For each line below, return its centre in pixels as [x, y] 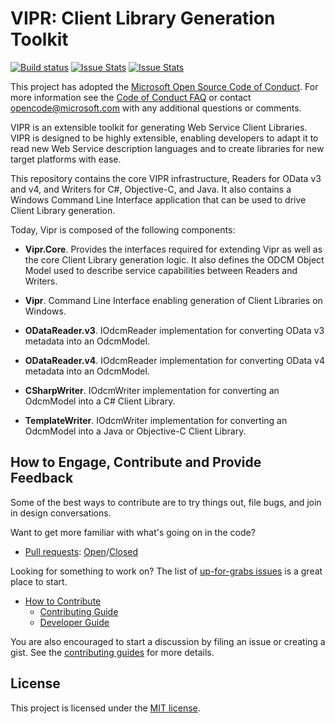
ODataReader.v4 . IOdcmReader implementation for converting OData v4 [174, 360]
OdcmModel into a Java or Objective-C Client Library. [135, 431]
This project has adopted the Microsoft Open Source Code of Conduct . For [164, 86]
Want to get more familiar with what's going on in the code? [133, 532]
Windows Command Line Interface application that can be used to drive [158, 199]
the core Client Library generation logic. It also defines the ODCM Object [174, 259]
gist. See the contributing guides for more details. [112, 652]
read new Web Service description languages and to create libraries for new [167, 148]
